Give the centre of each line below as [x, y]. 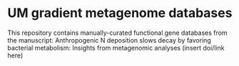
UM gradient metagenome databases [120, 13]
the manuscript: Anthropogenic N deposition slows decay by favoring [110, 40]
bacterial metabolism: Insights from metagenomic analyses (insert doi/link [116, 48]
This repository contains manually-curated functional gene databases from [117, 33]
